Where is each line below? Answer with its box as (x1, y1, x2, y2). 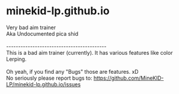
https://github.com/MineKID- (93, 74, 164, 82)
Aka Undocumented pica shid (6, 30, 79, 37)
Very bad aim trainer (6, 24, 56, 31)
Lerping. (6, 55, 27, 62)
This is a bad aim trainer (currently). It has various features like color (6, 49, 173, 56)
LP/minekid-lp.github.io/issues (6, 80, 81, 87)
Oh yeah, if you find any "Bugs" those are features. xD (6, 68, 139, 75)
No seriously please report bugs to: (6, 74, 92, 82)
